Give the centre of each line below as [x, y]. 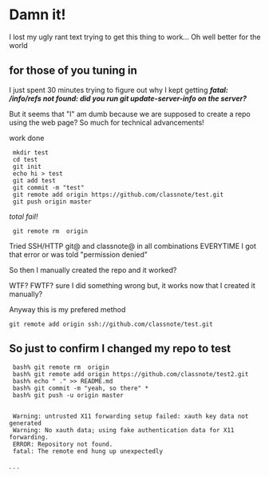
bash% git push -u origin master [68, 395]
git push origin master [52, 202]
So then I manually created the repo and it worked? [93, 270]
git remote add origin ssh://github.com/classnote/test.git [111, 324]
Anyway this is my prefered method [67, 309]
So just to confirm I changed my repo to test [120, 349]
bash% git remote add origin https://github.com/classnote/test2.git [131, 374]
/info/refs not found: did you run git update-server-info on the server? [128, 98]
